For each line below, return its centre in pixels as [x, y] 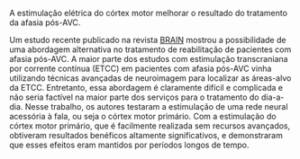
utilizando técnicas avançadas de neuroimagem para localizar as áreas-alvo [150, 78]
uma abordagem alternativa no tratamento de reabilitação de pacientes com [150, 49]
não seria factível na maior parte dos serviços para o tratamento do [134, 97]
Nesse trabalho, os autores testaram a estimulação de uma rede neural [156, 106]
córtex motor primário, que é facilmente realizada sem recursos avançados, [150, 126]
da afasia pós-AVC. [45, 22]
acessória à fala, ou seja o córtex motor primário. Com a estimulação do [143, 116]
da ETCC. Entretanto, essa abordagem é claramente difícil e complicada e [146, 88]
